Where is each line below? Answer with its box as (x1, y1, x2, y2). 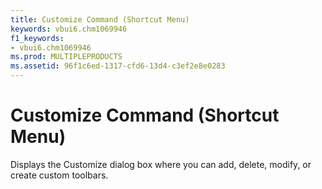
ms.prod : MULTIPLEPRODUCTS (10, 52, 123, 62)
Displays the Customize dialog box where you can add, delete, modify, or (10, 158, 312, 170)
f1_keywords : (10, 33, 65, 43)
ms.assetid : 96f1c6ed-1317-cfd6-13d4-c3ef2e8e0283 (10, 61, 226, 71)
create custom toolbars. (10, 169, 109, 181)
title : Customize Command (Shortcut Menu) (10, 14, 190, 25)
